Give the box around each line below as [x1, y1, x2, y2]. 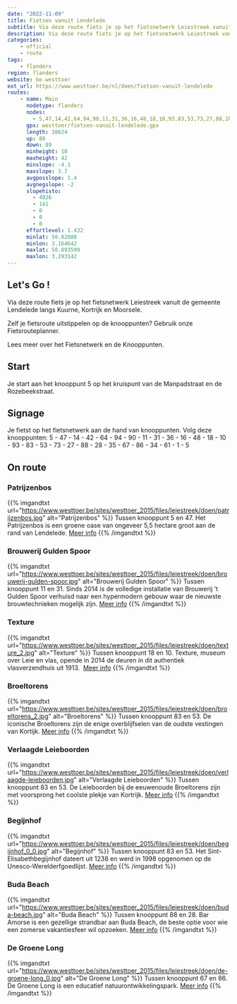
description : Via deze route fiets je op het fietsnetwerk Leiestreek [7, 30, 219, 37]
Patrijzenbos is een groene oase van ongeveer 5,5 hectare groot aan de [7, 521, 216, 530]
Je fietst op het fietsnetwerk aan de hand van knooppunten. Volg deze [7, 426, 212, 435]
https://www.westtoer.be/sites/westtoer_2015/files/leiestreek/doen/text [21, 641, 229, 649]
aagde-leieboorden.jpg [7, 775, 74, 784]
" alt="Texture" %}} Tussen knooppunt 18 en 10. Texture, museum [34, 648, 226, 657]
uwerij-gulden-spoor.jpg [7, 577, 78, 586]
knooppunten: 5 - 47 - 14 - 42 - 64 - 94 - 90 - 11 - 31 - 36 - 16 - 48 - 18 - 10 [7, 433, 226, 442]
